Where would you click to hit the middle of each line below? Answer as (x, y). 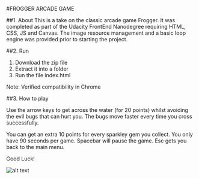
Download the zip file (41, 63)
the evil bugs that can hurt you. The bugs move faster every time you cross (99, 116)
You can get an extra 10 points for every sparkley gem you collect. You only (100, 134)
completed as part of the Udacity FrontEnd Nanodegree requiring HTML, (96, 27)
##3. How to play (28, 98)
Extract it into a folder (42, 69)
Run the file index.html (43, 75)
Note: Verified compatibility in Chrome (54, 87)
